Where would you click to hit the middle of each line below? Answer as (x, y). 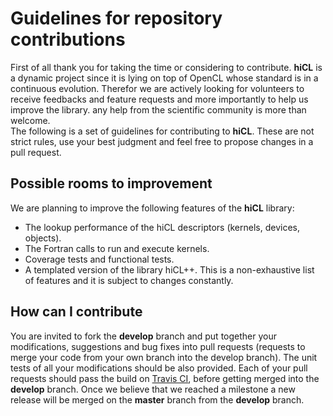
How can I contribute (76, 312)
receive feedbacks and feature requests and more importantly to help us (159, 99)
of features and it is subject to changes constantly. (129, 280)
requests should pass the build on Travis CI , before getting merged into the (165, 378)
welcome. (30, 120)
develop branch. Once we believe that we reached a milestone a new (153, 389)
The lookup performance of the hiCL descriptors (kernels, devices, (162, 227)
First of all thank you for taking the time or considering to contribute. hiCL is (166, 67)
